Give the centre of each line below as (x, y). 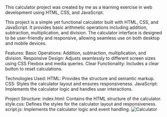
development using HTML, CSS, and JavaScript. (55, 12)
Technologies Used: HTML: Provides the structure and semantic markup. (80, 78)
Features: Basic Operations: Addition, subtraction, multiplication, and (76, 53)
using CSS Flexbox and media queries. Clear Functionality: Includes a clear (82, 63)
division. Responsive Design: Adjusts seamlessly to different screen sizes (81, 58)
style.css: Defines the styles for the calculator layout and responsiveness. (81, 104)
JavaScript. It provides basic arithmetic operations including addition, (77, 27)
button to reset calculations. (34, 69)
